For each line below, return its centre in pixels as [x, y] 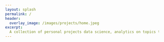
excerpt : [14, 28]
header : [13, 18]
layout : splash [20, 9]
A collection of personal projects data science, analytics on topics [83, 32]
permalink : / [18, 14]
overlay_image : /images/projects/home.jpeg [54, 23]
